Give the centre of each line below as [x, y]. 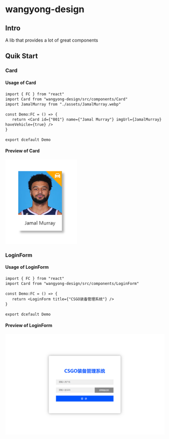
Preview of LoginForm [29, 325]
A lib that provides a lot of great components [52, 40]
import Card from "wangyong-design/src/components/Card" [67, 99]
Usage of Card [21, 83]
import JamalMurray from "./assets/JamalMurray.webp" [63, 104]
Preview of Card [23, 151]
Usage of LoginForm [27, 267]
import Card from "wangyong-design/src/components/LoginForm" [72, 283]
